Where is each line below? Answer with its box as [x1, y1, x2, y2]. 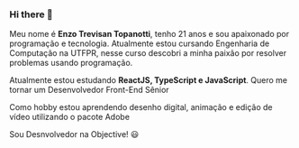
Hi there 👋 [9, 8, 54, 21]
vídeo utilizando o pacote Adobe [9, 112, 131, 123]
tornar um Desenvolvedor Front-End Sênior [9, 85, 169, 96]
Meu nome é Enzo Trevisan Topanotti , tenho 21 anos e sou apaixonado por [9, 29, 290, 40]
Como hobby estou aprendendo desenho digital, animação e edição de [9, 102, 273, 113]
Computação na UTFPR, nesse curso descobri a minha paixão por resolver [9, 48, 286, 59]
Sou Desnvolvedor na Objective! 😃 [9, 129, 140, 140]
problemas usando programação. [9, 58, 133, 69]
